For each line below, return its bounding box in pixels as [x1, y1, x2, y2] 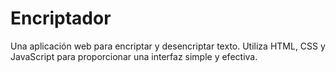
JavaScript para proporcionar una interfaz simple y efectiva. [10, 50, 258, 62]
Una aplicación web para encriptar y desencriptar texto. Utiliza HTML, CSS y [10, 40, 326, 52]
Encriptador [10, 7, 112, 30]
